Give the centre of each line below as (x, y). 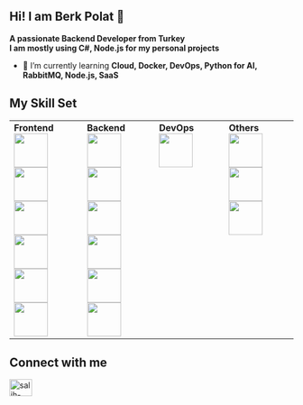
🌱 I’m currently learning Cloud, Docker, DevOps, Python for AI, (140, 65)
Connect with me (59, 363)
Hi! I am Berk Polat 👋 (67, 17)
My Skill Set (43, 103)
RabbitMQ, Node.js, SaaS (70, 75)
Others (244, 127)
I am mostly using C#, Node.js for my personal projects (115, 48)
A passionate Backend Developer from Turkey (97, 38)
